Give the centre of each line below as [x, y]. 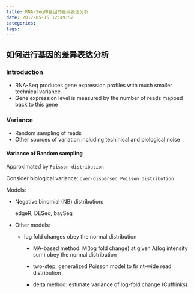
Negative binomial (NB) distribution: [59, 202]
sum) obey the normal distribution [75, 255]
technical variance [38, 92]
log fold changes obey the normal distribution [80, 237]
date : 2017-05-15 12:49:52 [40, 17]
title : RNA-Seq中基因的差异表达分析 [47, 12]
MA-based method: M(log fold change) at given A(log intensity [110, 248]
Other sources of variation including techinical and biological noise [97, 140]
